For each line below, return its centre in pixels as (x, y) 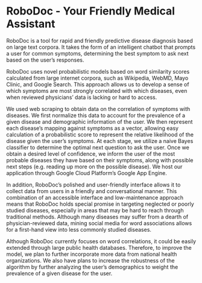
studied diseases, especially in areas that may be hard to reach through (95, 210)
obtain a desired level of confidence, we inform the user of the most (91, 154)
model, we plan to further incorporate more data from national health (92, 254)
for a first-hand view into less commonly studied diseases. (79, 229)
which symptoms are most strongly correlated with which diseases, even (97, 91)
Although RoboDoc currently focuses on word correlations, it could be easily (101, 241)
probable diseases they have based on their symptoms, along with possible (100, 160)
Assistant (31, 24)
